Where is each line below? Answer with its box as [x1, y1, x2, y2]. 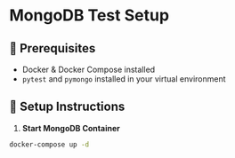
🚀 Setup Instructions [9, 99, 126, 115]
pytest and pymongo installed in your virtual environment [21, 74, 226, 84]
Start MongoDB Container [21, 122, 120, 133]
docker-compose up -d [9, 139, 90, 149]
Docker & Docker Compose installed [21, 64, 156, 75]
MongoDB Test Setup [9, 5, 170, 26]
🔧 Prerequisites [9, 41, 96, 56]
